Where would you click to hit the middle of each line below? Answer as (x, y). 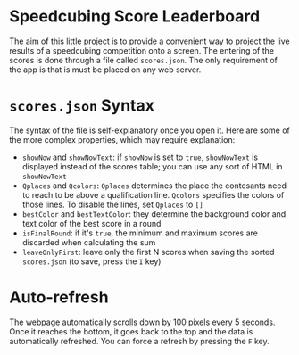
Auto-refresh (59, 297)
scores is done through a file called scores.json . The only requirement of (144, 60)
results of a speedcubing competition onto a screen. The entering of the (142, 50)
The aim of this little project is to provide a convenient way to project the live (149, 41)
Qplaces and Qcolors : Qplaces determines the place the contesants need (154, 186)
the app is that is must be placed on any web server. (105, 70)
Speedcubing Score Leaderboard (135, 17)
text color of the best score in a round (91, 223)
